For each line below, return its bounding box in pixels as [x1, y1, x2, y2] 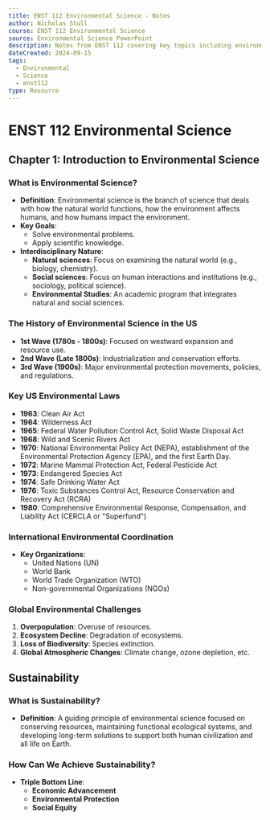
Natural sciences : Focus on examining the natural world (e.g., [31, 255, 238, 265]
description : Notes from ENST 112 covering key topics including [8, 42, 231, 50]
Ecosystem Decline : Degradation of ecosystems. [19, 630, 183, 640]
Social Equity [31, 803, 78, 813]
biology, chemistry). [31, 264, 99, 273]
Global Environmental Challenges [8, 604, 142, 615]
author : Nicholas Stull [8, 19, 88, 27]
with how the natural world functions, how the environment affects [19, 204, 240, 214]
